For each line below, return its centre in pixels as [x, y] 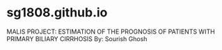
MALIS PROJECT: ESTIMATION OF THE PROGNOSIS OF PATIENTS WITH [111, 32]
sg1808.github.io [57, 13]
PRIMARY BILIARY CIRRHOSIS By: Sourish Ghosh [77, 38]
